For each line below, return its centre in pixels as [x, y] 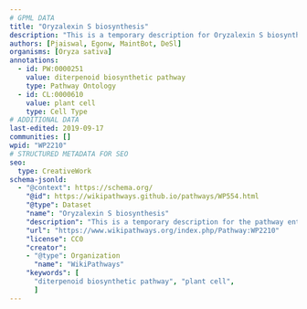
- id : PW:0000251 [51, 69]
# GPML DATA [32, 18]
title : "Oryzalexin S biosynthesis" [79, 27]
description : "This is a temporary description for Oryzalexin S [136, 35]
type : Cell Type [57, 112]
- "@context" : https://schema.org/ [85, 188]
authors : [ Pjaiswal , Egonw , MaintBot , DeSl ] [95, 43]
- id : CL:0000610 [51, 94]
